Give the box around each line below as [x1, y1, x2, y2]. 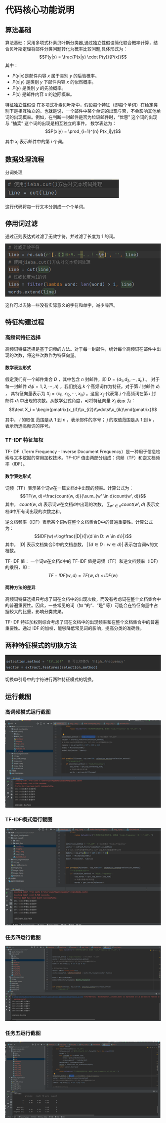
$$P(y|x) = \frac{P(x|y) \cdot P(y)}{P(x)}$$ [39, 54, 127, 60]
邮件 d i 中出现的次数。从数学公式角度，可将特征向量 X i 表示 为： [5, 397, 136, 405]
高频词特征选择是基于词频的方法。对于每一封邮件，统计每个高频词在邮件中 [5, 346, 157, 352]
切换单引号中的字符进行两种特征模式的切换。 [5, 676, 96, 682]
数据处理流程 [5, 155, 44, 164]
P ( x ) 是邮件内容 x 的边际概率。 [12, 91, 75, 97]
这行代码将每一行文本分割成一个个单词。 [5, 204, 87, 209]
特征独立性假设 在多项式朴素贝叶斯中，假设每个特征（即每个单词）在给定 [5, 102, 154, 108]
